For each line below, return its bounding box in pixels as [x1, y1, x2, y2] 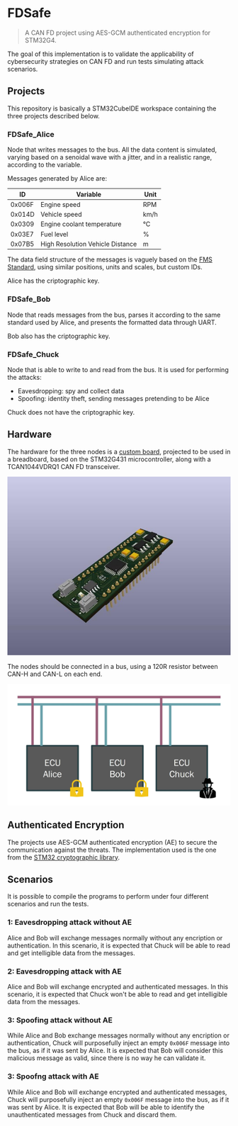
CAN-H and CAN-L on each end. [7, 670, 103, 678]
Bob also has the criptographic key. [7, 332, 111, 340]
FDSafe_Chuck [7, 349, 59, 359]
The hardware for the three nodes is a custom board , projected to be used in [7, 447, 231, 456]
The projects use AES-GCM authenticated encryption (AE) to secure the [7, 838, 217, 846]
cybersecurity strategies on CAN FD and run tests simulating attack [7, 57, 204, 65]
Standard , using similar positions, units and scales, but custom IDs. [7, 263, 203, 271]
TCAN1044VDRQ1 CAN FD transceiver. [7, 462, 120, 471]
